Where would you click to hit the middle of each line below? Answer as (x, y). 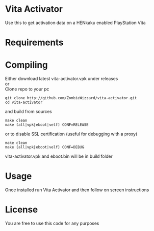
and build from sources (29, 112)
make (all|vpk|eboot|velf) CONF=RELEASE (47, 125)
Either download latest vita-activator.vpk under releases (62, 79)
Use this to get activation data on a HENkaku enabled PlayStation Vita (76, 23)
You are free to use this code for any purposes (52, 223)
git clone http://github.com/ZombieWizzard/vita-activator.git (71, 98)
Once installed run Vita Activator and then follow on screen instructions (77, 190)
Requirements (34, 43)
